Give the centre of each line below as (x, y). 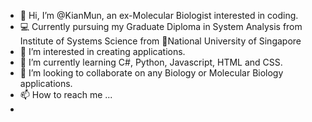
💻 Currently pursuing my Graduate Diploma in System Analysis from (161, 26)
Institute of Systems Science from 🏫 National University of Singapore (160, 41)
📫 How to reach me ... (66, 94)
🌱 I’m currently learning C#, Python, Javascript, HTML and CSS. (151, 62)
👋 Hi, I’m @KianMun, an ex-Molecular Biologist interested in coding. (159, 15)
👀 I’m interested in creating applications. (102, 51)
